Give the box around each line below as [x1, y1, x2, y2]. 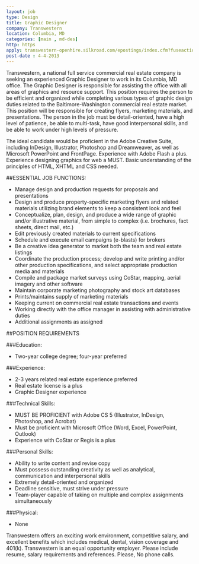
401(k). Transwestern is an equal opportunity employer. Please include [6, 544, 178, 552]
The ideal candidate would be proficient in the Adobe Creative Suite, [6, 137, 173, 144]
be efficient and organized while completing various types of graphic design [6, 94, 192, 102]
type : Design [6, 14, 38, 20]
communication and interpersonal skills [14, 472, 111, 479]
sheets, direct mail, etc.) [14, 223, 74, 230]
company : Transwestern [6, 25, 62, 31]
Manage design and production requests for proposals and [14, 185, 159, 193]
